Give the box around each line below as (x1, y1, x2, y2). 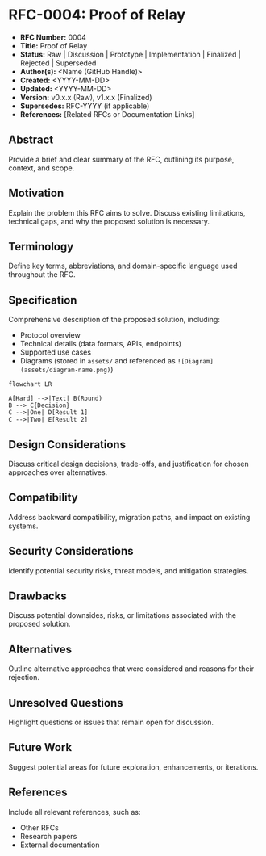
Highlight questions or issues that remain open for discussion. (8, 717, 214, 728)
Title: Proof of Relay (19, 40, 88, 50)
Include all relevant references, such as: (8, 807, 141, 816)
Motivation (8, 187, 64, 200)
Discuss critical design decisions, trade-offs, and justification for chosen (8, 459, 250, 468)
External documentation (19, 840, 100, 850)
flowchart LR (8, 380, 52, 388)
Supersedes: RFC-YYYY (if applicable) (19, 101, 150, 111)
